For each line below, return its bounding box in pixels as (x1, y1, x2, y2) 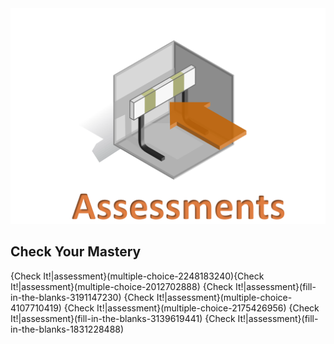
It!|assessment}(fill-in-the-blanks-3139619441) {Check (10, 312, 236, 324)
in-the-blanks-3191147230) (10, 291, 122, 303)
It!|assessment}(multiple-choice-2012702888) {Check (10, 280, 234, 292)
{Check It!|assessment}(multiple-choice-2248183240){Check (10, 270, 265, 282)
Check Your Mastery (10, 243, 142, 261)
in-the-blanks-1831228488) (10, 323, 125, 335)
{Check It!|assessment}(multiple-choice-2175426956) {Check (63, 302, 320, 314)
